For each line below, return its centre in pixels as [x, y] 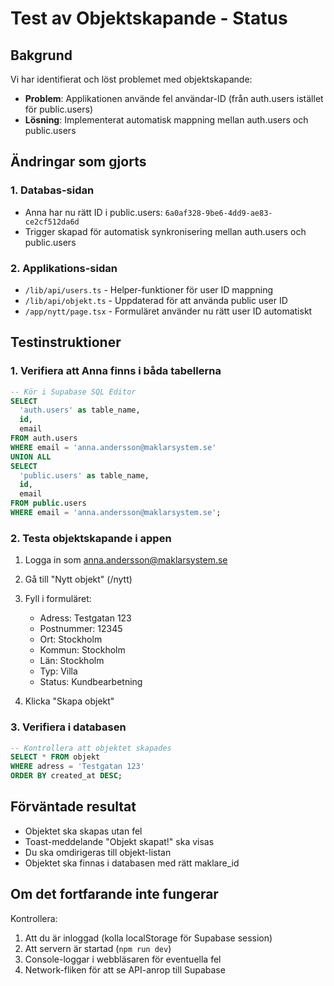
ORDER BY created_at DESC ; [66, 776]
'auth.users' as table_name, [80, 410]
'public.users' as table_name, [84, 475]
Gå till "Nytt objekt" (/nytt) [78, 579]
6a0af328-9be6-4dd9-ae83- [218, 213]
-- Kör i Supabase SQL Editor [73, 392]
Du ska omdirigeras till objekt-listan [98, 852]
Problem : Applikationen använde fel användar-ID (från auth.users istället [174, 98]
